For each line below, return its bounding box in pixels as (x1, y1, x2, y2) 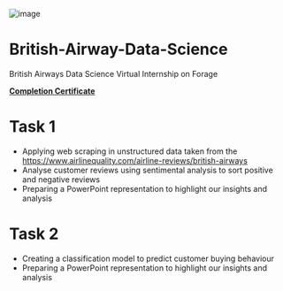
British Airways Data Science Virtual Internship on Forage (9, 68, 218, 79)
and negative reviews (21, 173, 100, 185)
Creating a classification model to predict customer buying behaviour (21, 253, 275, 264)
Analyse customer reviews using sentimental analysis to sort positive (21, 165, 274, 175)
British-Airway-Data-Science (9, 40, 228, 59)
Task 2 (9, 224, 59, 244)
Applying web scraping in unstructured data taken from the (21, 146, 238, 157)
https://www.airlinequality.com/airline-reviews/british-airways (21, 155, 248, 165)
